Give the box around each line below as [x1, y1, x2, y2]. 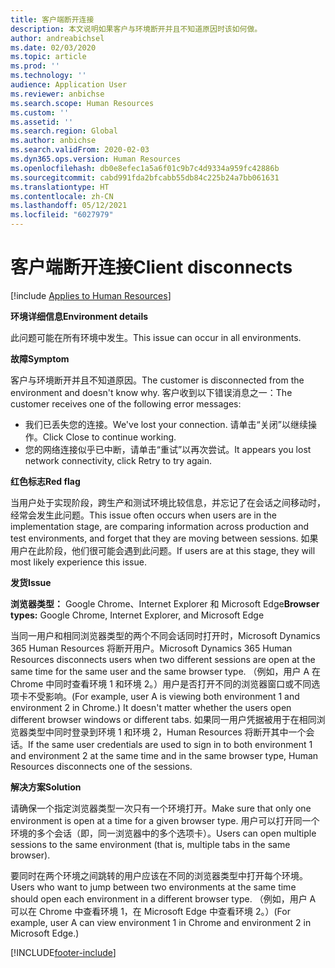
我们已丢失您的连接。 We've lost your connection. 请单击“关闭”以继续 [24, 418, 308, 430]
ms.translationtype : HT [10, 182, 110, 192]
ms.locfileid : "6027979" [10, 210, 114, 220]
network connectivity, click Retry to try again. [24, 454, 213, 466]
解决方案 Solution [10, 781, 82, 793]
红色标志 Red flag [10, 475, 81, 487]
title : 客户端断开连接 [10, 14, 95, 25]
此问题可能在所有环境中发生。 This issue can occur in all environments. [10, 331, 302, 343]
